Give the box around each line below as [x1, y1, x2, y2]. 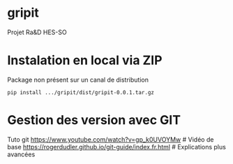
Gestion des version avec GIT [7, 112, 181, 128]
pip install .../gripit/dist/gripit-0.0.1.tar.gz [7, 89, 155, 96]
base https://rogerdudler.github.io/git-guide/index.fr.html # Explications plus [7, 142, 227, 151]
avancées [7, 150, 36, 158]
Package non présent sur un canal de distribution [7, 75, 149, 84]
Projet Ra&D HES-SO [7, 28, 68, 36]
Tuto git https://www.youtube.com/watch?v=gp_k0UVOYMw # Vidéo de [7, 135, 214, 144]
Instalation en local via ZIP [7, 52, 163, 68]
